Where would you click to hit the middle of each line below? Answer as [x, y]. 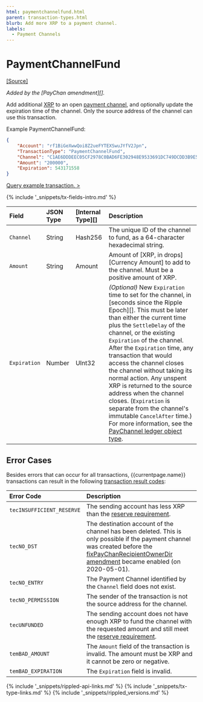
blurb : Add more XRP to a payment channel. [62, 23]
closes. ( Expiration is [139, 401]
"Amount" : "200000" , [43, 163]
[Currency [123, 263]
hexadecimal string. [136, 245]
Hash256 [89, 238]
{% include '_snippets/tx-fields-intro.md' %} [61, 197]
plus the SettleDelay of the [147, 326]
